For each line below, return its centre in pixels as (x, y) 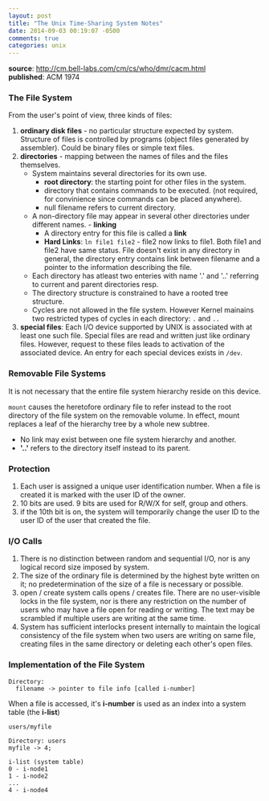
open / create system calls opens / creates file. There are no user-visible (140, 593)
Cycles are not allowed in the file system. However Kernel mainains (143, 310)
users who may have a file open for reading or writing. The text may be (137, 610)
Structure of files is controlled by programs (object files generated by (134, 139)
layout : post (30, 16)
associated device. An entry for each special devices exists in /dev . (131, 353)
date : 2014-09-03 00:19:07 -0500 (64, 31)
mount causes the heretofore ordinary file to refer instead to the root (120, 407)
